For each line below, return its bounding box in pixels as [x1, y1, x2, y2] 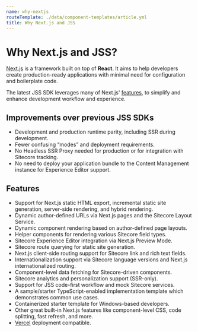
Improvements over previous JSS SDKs [6, 112, 154, 122]
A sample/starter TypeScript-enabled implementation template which [14, 287, 184, 295]
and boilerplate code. [6, 78, 58, 85]
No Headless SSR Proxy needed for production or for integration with [14, 147, 184, 154]
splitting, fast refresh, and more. [14, 312, 94, 320]
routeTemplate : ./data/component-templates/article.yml [6, 14, 147, 20]
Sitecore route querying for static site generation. [14, 243, 135, 250]
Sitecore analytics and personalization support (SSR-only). [14, 274, 158, 282]
